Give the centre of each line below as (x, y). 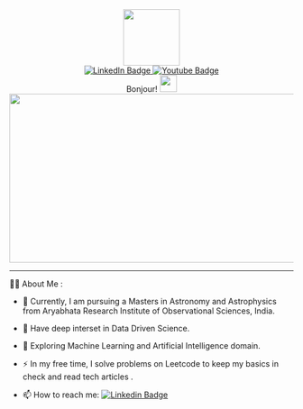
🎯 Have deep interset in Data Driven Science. (106, 328)
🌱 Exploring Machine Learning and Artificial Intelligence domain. (142, 345)
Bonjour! (142, 89)
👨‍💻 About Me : (36, 284)
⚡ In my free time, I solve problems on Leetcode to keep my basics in (151, 364)
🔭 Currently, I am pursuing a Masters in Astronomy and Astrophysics (149, 301)
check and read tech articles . (78, 377)
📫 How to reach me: (61, 395)
